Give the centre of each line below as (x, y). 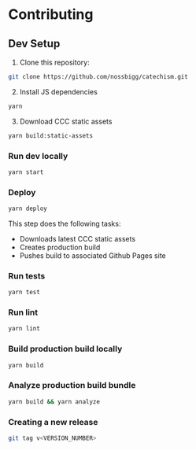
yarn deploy (28, 209)
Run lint (23, 312)
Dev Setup (34, 44)
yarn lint (24, 329)
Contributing (51, 15)
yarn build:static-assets (50, 135)
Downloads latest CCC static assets (78, 238)
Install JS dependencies (59, 91)
